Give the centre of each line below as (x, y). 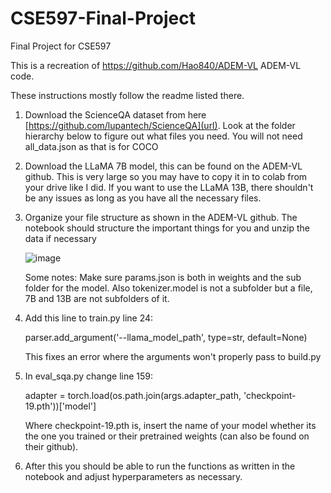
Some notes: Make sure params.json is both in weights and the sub (163, 277)
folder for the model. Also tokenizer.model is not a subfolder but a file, (168, 288)
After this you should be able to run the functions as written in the (160, 466)
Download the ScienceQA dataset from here (115, 114)
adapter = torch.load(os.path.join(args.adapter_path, (133, 395)
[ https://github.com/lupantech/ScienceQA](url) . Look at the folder (160, 125)
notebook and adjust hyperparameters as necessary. (133, 476)
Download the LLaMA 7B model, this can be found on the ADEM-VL (163, 166)
